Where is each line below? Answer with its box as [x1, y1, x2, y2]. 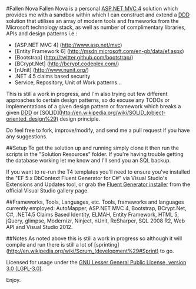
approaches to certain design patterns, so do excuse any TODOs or [6, 97, 170, 104]
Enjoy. [6, 277, 21, 283]
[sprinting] [94, 241, 119, 248]
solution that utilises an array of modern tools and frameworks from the [6, 18, 179, 24]
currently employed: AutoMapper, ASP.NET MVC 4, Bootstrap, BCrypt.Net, [6, 205, 187, 211]
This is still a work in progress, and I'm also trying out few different [6, 91, 168, 97]
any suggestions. [6, 133, 48, 140]
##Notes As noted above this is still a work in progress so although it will [6, 235, 182, 242]
